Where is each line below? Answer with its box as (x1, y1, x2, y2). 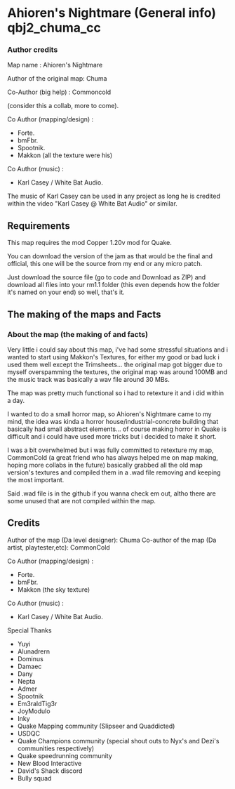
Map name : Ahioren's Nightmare (7, 61, 103, 69)
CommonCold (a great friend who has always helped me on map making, (7, 453, 219, 461)
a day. (7, 396, 25, 404)
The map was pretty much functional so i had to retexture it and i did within (7, 388, 224, 397)
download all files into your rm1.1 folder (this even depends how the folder (7, 281, 220, 289)
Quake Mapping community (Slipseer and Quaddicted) (17, 722, 175, 730)
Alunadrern (17, 647, 51, 656)
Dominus (17, 654, 43, 663)
